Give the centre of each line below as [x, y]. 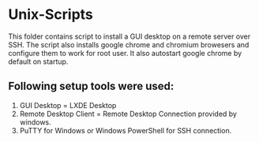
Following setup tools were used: [91, 86]
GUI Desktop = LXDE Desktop [68, 105]
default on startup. [38, 62]
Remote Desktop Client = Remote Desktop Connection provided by [128, 114]
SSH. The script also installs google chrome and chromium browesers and [129, 44]
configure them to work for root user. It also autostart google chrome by [125, 53]
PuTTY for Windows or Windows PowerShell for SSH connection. [126, 130]
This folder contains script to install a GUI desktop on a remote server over [129, 36]
